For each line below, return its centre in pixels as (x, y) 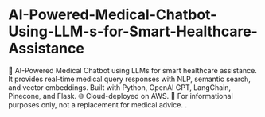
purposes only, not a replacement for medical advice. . (97, 104)
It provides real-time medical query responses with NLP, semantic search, (129, 79)
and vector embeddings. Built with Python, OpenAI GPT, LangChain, (120, 87)
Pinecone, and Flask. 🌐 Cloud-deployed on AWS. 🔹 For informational (121, 96)
